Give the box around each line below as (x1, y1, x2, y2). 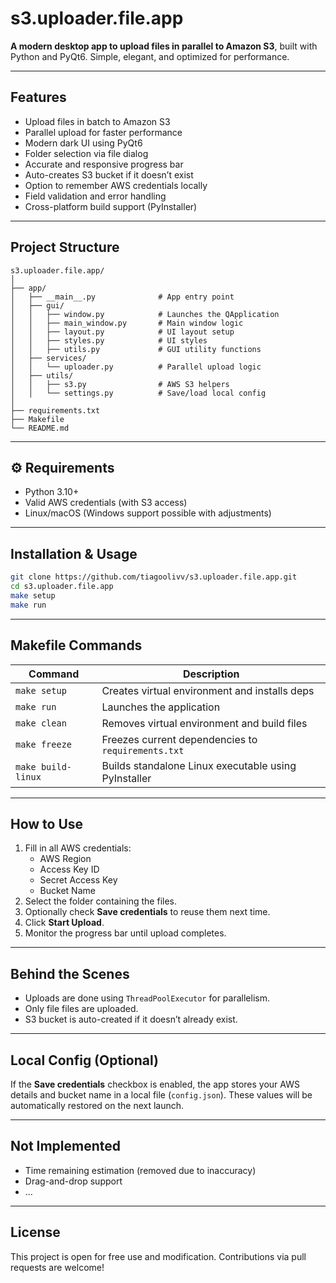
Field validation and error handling (24, 190, 167, 202)
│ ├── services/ (10, 353, 87, 363)
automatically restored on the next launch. (10, 1099, 185, 1111)
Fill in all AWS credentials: (24, 842, 132, 854)
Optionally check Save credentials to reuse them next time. (24, 906, 271, 918)
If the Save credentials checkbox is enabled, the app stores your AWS (10, 1078, 300, 1090)
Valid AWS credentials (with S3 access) (24, 497, 188, 509)
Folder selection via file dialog (24, 147, 149, 159)
